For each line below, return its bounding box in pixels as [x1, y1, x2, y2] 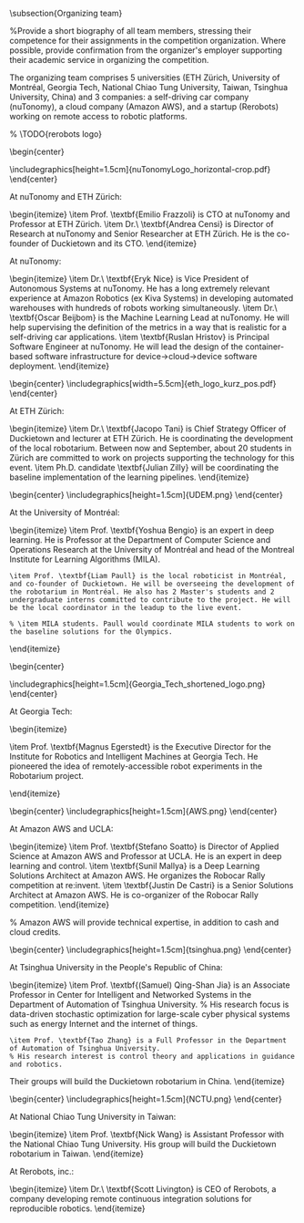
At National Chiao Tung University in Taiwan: [9, 1112, 177, 1122]
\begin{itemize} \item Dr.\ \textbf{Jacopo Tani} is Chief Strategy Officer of [9, 423, 287, 434]
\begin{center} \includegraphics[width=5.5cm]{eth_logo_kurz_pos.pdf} [9, 378, 277, 389]
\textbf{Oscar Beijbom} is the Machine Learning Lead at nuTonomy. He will [9, 312, 289, 323]
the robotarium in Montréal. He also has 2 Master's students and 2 [9, 587, 275, 596]
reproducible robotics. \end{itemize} [9, 1203, 146, 1214]
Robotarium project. [9, 771, 85, 781]
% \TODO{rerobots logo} [9, 129, 103, 140]
